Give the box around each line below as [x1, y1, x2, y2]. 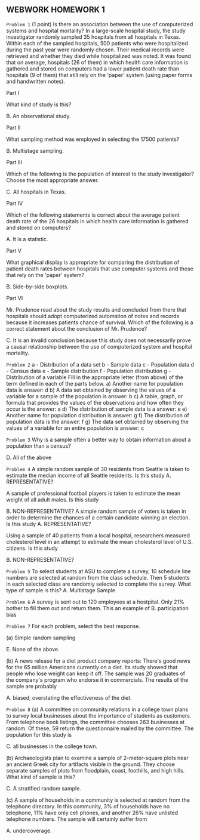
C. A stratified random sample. [6, 784, 82, 792]
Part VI [6, 294, 23, 301]
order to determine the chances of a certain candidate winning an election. [6, 513, 190, 521]
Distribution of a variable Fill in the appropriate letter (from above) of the [6, 373, 184, 381]
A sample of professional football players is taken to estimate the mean [6, 490, 181, 497]
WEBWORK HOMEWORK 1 [6, 5, 106, 15]
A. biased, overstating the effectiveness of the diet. [6, 694, 133, 701]
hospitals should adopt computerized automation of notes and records [6, 312, 180, 319]
